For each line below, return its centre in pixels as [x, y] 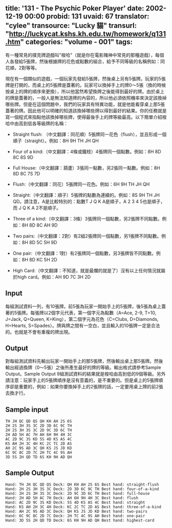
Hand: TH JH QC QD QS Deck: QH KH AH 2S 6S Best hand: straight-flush [82, 485]
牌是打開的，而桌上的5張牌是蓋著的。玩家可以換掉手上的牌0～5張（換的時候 [86, 85]
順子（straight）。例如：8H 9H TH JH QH [56, 141]
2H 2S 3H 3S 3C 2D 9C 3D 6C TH [39, 430]
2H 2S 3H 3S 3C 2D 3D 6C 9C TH [39, 426]
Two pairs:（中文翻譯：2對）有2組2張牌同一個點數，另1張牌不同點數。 [87, 236]
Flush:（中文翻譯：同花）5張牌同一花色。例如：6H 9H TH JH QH [81, 184]
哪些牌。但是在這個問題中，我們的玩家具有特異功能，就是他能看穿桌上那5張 [85, 104]
